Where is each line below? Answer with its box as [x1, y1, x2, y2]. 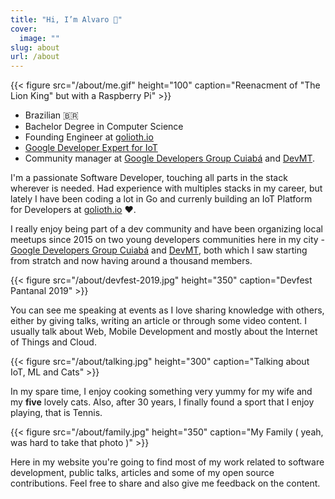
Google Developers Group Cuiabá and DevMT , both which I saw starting [10, 244, 308, 256]
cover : [10, 24, 38, 34]
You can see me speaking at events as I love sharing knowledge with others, [10, 304, 325, 316]
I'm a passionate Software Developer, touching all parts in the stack [10, 172, 288, 184]
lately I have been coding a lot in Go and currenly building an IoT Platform [10, 193, 313, 205]
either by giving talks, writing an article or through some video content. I [10, 315, 308, 327]
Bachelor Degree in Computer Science [24, 121, 184, 133]
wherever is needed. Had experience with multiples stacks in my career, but [10, 182, 323, 195]
